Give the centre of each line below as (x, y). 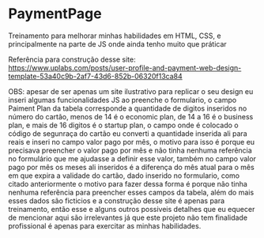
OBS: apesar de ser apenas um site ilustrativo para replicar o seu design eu (131, 91)
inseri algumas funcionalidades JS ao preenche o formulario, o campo (123, 100)
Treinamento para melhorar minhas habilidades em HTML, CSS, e (115, 36)
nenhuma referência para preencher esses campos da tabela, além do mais (131, 192)
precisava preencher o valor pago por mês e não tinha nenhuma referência (130, 150)
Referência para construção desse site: (72, 59)
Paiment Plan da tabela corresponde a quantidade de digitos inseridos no (128, 108)
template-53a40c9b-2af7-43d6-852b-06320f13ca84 (96, 76)
